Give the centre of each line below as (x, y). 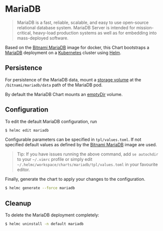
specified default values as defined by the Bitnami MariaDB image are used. (81, 145)
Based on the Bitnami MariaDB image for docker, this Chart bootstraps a (77, 47)
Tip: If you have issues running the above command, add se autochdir (88, 154)
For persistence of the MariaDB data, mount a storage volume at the (73, 79)
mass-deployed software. (43, 38)
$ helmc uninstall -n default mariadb (44, 224)
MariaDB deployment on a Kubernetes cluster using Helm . (63, 53)
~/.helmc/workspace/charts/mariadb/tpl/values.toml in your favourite (87, 165)
